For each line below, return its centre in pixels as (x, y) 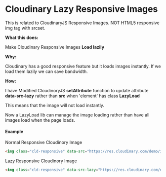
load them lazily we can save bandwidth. (46, 71)
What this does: (22, 37)
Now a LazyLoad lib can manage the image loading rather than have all (77, 115)
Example (14, 131)
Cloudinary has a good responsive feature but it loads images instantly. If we (83, 66)
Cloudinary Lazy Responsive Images (82, 9)
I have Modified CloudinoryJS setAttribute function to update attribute (77, 90)
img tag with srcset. (25, 28)
